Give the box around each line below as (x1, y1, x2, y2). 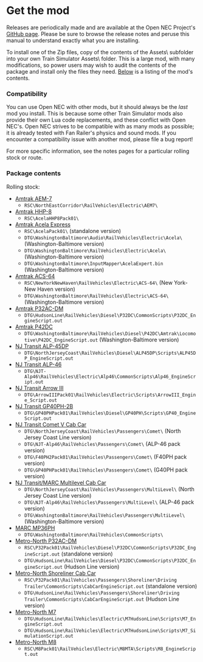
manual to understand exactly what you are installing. (6, 37, 140, 44)
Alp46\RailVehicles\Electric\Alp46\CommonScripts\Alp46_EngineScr (24, 374, 196, 380)
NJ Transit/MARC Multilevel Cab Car (15, 479, 106, 486)
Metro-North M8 (15, 638, 57, 646)
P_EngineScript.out (24, 355, 74, 361)
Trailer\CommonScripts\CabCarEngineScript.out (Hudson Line (24, 595, 179, 602)
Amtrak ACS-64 (15, 272, 55, 280)
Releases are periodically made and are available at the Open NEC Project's (6, 24, 196, 31)
